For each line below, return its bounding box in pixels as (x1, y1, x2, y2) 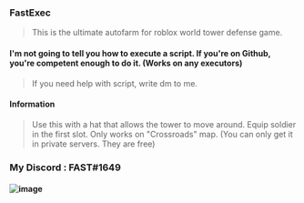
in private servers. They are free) (31, 138, 156, 149)
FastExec (9, 6, 52, 19)
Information (9, 98, 56, 110)
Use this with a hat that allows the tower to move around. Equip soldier (31, 118, 297, 129)
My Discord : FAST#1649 (9, 161, 121, 174)
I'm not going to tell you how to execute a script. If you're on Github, (9, 47, 271, 58)
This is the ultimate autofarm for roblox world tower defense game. (31, 27, 283, 38)
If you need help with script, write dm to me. (31, 77, 198, 88)
